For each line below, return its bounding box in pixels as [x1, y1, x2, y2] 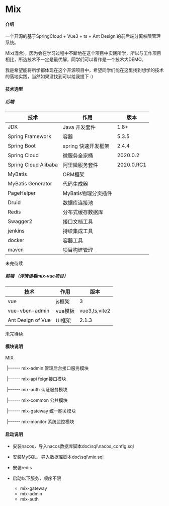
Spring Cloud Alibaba [8, 161, 58, 168]
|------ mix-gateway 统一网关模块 [6, 408, 76, 414]
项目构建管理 [62, 246, 94, 253]
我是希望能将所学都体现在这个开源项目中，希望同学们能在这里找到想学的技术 [5, 67, 164, 74]
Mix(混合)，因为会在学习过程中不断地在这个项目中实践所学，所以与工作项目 [5, 50, 161, 56]
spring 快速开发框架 [62, 142, 110, 150]
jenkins [8, 227, 25, 234]
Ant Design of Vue [8, 316, 51, 323]
